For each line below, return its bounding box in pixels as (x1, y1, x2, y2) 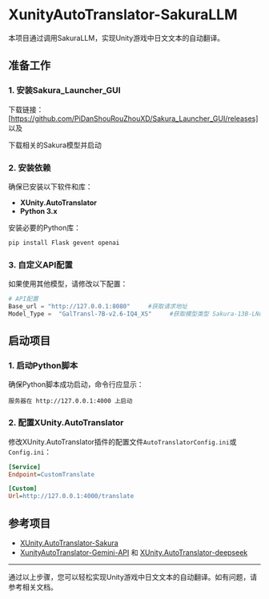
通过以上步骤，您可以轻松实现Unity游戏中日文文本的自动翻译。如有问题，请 (8, 573, 258, 582)
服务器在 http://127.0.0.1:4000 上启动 (8, 397, 133, 405)
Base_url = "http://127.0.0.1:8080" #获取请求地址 (8, 302, 188, 310)
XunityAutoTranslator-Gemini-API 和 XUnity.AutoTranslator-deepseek (19, 548, 248, 557)
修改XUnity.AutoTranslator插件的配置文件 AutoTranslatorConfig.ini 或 (8, 436, 237, 446)
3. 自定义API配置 (8, 259, 74, 270)
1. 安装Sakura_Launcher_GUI (8, 85, 122, 96)
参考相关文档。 (8, 582, 58, 592)
